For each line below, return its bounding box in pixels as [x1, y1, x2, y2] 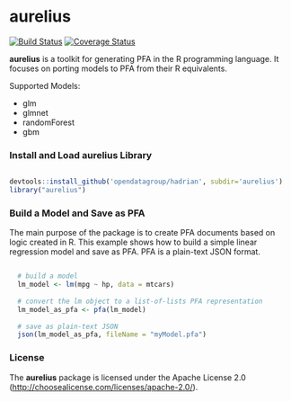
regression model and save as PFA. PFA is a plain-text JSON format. [9, 246, 260, 257]
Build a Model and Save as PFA [9, 207, 145, 219]
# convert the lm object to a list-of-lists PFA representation [17, 297, 263, 306]
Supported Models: [9, 80, 81, 91]
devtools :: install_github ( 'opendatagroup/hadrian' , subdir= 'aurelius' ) [9, 177, 283, 186]
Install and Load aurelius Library [9, 148, 153, 161]
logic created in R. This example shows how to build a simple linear [9, 236, 258, 248]
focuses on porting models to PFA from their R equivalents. [9, 63, 227, 74]
